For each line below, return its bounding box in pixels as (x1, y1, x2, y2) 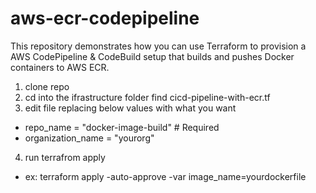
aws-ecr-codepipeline (10, 7, 200, 30)
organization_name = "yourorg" (24, 132, 155, 144)
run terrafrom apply (24, 151, 106, 163)
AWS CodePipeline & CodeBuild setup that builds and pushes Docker (10, 50, 295, 62)
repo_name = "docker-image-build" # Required (24, 121, 220, 133)
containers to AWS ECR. (10, 61, 110, 73)
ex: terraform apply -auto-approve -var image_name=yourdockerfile (24, 170, 307, 182)
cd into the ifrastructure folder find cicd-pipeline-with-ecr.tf (24, 91, 271, 103)
